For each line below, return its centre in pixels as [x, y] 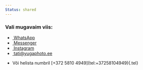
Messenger [25, 43]
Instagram [24, 48]
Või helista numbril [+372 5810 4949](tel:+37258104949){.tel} [75, 63]
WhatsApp [24, 37]
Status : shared [21, 10]
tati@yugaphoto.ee [33, 53]
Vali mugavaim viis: [29, 27]
